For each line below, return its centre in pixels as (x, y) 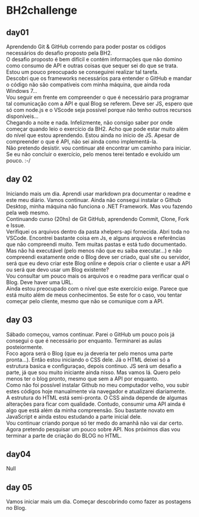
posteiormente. (25, 347)
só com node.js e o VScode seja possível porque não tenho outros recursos (99, 110)
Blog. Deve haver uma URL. (40, 282)
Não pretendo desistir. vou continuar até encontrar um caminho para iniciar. (99, 148)
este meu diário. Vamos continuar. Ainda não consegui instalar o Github (94, 200)
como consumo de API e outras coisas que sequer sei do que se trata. (92, 66)
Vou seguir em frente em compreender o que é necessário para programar (97, 97)
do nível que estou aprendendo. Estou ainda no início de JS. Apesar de (93, 135)
